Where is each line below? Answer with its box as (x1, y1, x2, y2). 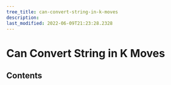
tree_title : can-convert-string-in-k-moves (6, 8, 119, 15)
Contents (6, 70, 43, 81)
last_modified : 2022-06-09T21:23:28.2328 (6, 20, 113, 26)
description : (6, 15, 40, 21)
